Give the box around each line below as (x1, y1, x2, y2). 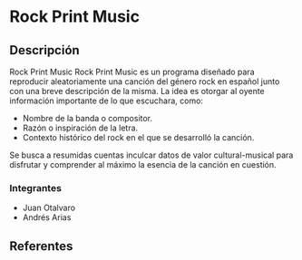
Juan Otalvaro (22, 202, 75, 214)
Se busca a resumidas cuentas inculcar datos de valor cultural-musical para (9, 149, 294, 160)
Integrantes (9, 181, 62, 194)
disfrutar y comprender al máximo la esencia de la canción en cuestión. (9, 159, 277, 169)
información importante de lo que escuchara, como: (9, 95, 204, 106)
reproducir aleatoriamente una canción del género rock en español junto (9, 76, 280, 87)
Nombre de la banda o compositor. (22, 113, 152, 123)
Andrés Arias (22, 212, 72, 223)
